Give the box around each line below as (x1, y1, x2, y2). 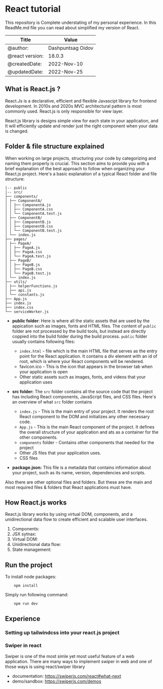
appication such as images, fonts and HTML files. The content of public (12, 323, 157, 329)
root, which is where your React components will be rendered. (19, 358, 145, 364)
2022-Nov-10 (48, 60, 83, 67)
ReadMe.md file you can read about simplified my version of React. (5, 24, 140, 30)
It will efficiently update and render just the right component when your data (5, 123, 158, 129)
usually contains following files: (12, 338, 75, 344)
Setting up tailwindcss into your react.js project (5, 629, 120, 636)
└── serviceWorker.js (5, 309, 49, 314)
